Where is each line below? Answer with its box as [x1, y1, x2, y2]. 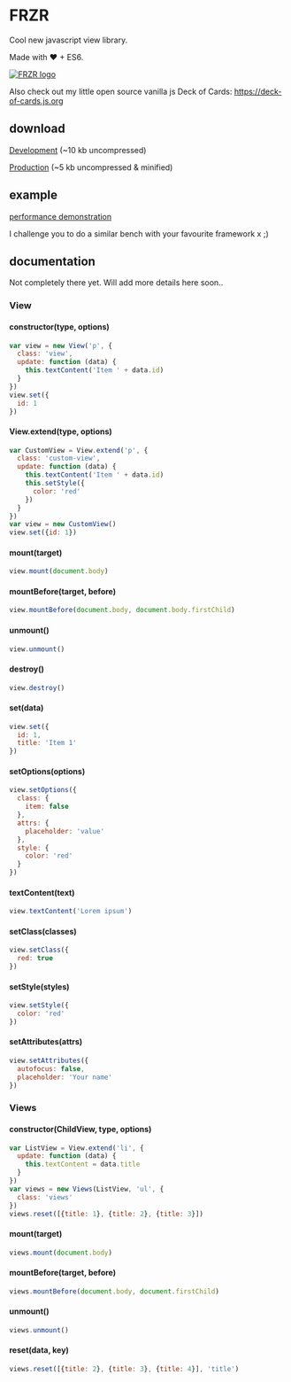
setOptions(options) [9, 765, 86, 776]
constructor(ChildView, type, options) [9, 1124, 152, 1134]
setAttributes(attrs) [9, 1036, 83, 1047]
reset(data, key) [9, 1345, 69, 1355]
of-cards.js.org [9, 95, 64, 106]
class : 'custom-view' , [17, 454, 101, 463]
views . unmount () [9, 1325, 69, 1334]
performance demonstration [9, 211, 112, 221]
